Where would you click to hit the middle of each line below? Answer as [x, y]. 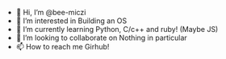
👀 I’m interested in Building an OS [71, 21]
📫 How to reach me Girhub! [63, 47]
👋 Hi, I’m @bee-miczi [51, 12]
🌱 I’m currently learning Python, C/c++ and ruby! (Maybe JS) [117, 29]
